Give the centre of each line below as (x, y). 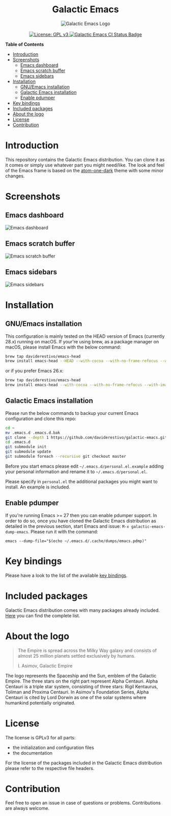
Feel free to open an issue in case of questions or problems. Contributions (83, 803)
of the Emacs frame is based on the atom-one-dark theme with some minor (84, 170)
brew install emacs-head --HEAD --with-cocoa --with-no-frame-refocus (82, 361)
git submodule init (26, 447)
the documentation (32, 753)
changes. (15, 176)
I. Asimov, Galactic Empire (45, 666)
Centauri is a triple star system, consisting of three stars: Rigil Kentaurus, (82, 686)
